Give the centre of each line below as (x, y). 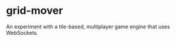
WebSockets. (22, 32)
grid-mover (35, 11)
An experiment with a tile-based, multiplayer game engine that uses (88, 27)
